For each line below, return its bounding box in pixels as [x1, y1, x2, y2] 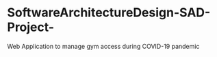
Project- [7, 19, 55, 35]
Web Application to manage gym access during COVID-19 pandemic [7, 42, 200, 50]
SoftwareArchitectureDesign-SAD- [7, 5, 211, 21]
